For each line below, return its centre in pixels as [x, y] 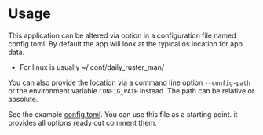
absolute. [23, 99]
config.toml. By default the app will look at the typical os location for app [126, 43]
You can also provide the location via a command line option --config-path [130, 82]
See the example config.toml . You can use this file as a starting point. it [123, 114]
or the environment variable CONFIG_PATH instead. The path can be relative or [131, 90]
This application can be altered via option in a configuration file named [122, 35]
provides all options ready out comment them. [82, 122]
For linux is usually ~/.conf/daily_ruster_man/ [92, 67]
